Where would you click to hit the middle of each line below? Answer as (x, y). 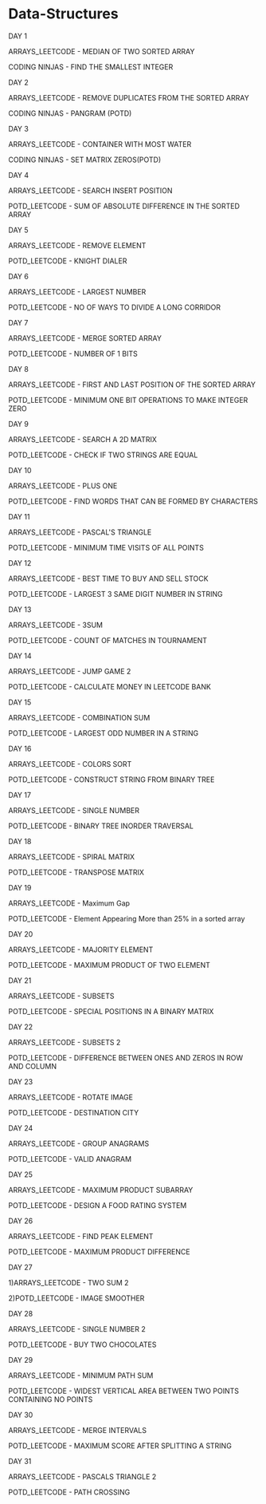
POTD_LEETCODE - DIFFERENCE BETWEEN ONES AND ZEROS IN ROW (126, 1057)
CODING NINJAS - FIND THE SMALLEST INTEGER (91, 67)
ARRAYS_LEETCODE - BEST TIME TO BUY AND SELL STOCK (108, 578)
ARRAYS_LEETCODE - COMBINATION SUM (79, 717)
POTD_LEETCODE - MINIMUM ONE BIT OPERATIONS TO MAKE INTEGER (128, 400)
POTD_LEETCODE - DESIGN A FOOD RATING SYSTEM (98, 1205)
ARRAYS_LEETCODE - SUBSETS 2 (65, 1042)
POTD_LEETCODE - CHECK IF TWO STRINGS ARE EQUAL (103, 455)
